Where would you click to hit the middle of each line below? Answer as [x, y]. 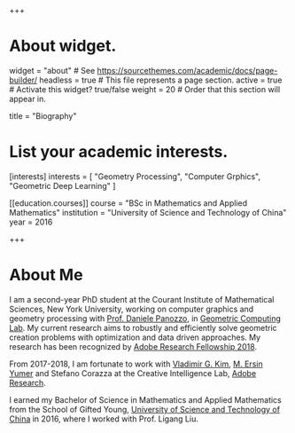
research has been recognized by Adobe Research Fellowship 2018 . [133, 346]
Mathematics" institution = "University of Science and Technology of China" [148, 212]
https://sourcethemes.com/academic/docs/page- [187, 70]
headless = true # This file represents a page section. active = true [161, 80]
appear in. [28, 98]
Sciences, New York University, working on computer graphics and [132, 309]
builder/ [23, 80]
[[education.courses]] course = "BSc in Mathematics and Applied [128, 203]
